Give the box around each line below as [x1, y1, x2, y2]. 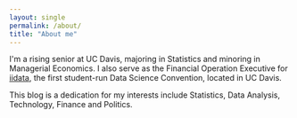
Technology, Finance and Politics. [9, 99, 133, 110]
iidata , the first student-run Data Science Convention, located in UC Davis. [9, 73, 283, 83]
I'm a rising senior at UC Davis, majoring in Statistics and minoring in [9, 54, 260, 65]
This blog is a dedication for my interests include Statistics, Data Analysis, [9, 90, 281, 100]
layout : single [9, 12, 66, 22]
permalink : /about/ [9, 21, 82, 30]
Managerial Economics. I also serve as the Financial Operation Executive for [9, 63, 288, 74]
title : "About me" [9, 29, 78, 38]
